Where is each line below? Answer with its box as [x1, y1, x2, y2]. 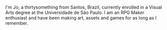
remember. [5, 20, 29, 26]
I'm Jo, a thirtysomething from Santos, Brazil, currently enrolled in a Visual [5, 4, 162, 10]
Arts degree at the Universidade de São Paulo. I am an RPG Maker [5, 9, 145, 15]
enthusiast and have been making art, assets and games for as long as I [5, 15, 157, 20]
